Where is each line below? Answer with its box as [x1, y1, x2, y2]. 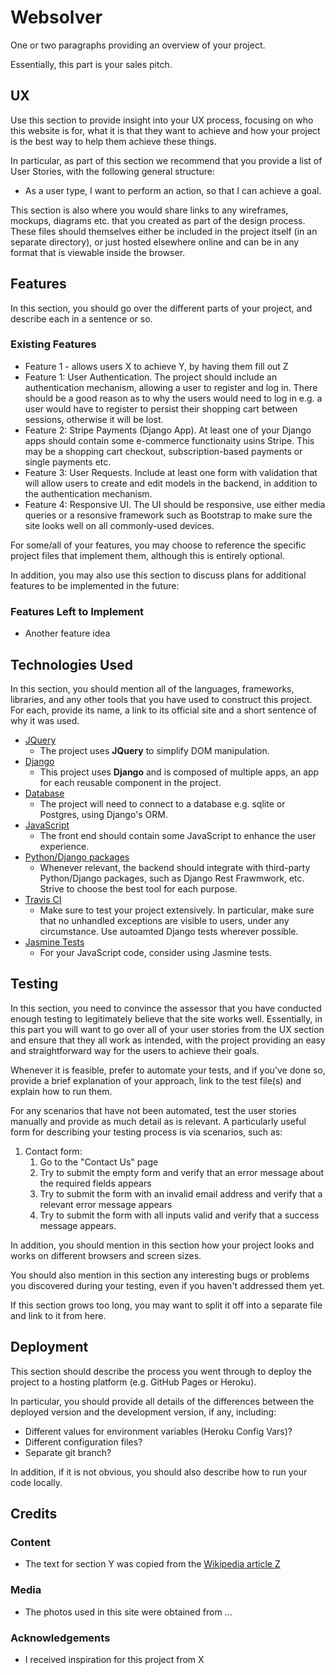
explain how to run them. [10, 1085, 113, 1097]
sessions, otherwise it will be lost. [24, 413, 164, 425]
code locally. [10, 1476, 63, 1488]
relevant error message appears [39, 1198, 173, 1210]
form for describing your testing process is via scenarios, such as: [10, 1126, 283, 1138]
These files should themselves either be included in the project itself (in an [10, 225, 318, 237]
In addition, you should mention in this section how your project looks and [10, 1239, 315, 1251]
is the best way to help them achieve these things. [10, 135, 217, 147]
